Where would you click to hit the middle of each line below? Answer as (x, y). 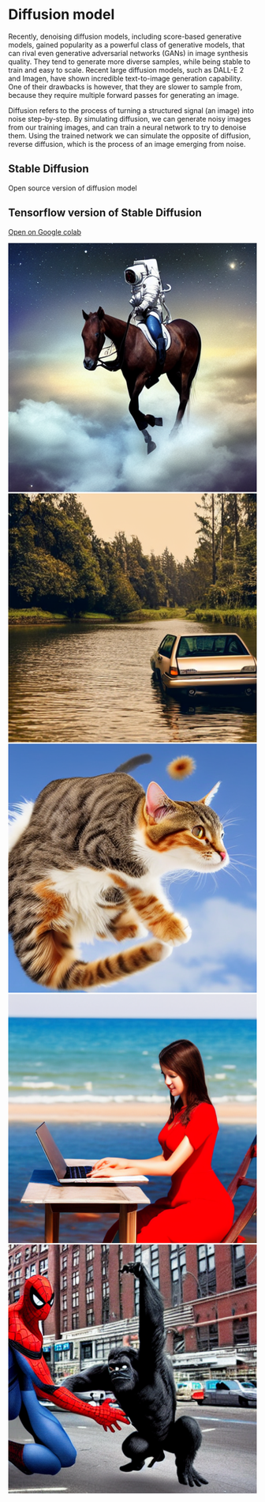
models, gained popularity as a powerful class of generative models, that (127, 44)
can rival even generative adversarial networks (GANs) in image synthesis (128, 53)
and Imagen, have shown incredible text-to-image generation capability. (125, 78)
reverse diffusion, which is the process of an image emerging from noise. (127, 144)
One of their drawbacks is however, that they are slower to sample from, (125, 87)
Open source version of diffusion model (73, 188)
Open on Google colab (45, 232)
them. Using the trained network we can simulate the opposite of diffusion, (130, 135)
